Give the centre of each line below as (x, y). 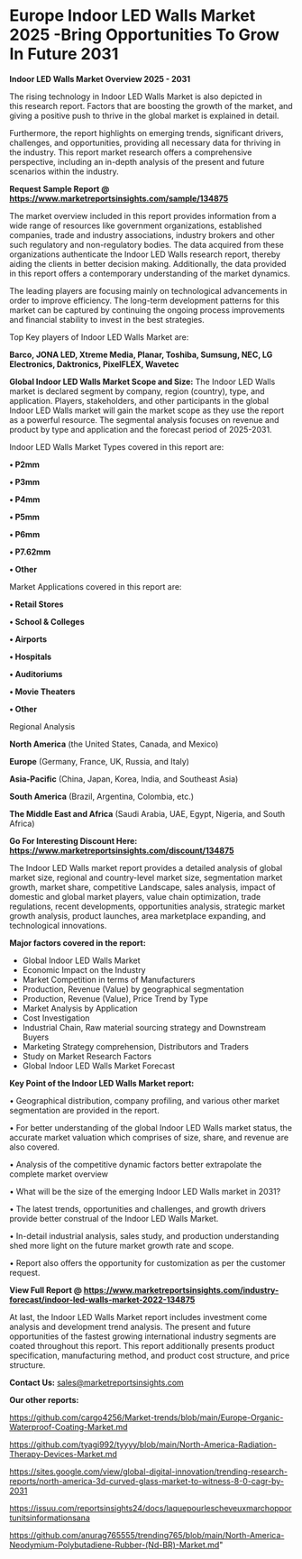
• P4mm (25, 499)
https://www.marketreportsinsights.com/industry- (181, 1289)
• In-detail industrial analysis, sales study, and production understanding (144, 1235)
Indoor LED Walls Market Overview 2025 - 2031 (100, 78)
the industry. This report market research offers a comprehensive (131, 152)
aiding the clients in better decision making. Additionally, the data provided (148, 263)
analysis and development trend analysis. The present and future (130, 1326)
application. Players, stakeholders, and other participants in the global (139, 400)
